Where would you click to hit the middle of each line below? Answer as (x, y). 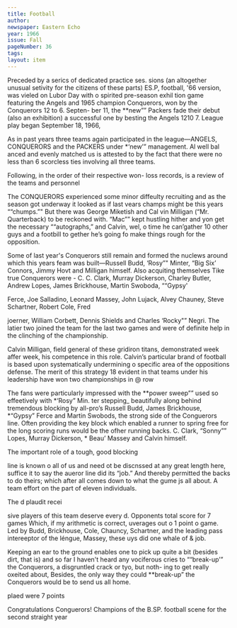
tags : (15, 54)
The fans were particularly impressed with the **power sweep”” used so (113, 393)
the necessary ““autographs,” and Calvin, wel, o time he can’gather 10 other (118, 227)
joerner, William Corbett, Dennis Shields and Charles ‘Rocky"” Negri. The (114, 320)
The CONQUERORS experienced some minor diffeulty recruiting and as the (117, 196)
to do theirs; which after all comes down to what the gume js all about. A (112, 480)
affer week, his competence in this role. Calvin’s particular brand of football (117, 356)
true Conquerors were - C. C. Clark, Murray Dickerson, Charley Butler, (109, 278)
